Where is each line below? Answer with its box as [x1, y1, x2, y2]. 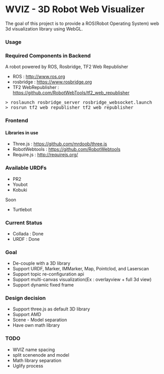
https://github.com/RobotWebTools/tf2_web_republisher [12, 90, 130, 96]
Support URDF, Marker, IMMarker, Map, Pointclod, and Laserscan [12, 266, 149, 272]
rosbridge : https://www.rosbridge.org [12, 79, 92, 85]
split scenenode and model [12, 352, 69, 358]
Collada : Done [12, 230, 44, 237]
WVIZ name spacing [12, 347, 55, 353]
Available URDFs [5, 164, 47, 171]
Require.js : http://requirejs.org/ [12, 151, 78, 158]
